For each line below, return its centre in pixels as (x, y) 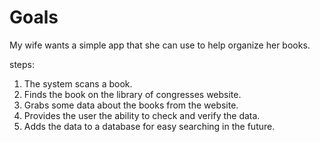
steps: (22, 64)
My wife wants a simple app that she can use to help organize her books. (160, 45)
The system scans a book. (78, 83)
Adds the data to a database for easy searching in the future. (149, 126)
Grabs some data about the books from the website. (131, 105)
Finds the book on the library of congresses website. (132, 94)
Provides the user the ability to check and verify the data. (142, 115)
